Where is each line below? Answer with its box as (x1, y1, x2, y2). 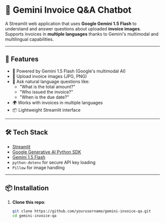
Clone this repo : (12, 199, 46, 205)
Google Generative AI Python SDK (12, 149, 82, 155)
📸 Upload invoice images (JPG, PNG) (12, 73, 87, 79)
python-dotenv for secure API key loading (12, 159, 96, 165)
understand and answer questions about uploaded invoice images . (5, 25, 141, 31)
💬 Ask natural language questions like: (12, 78, 90, 84)
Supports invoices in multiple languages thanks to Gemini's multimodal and (5, 31, 159, 37)
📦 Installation (5, 184, 49, 192)
